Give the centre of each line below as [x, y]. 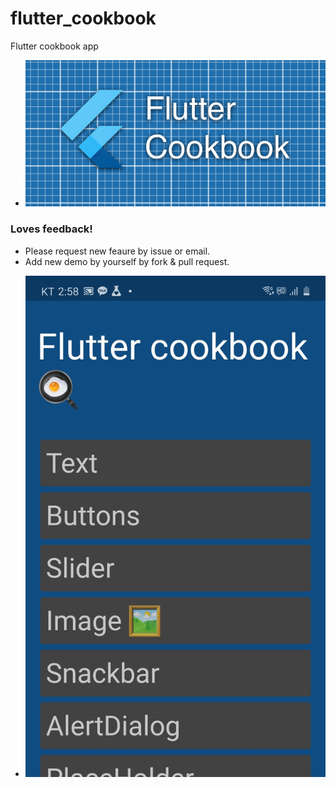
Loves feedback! [51, 229]
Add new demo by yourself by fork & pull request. [127, 261]
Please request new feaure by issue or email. [117, 251]
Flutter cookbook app [54, 46]
